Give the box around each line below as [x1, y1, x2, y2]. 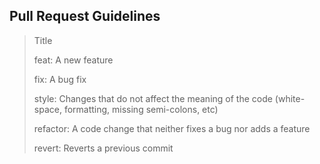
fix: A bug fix [33, 73, 87, 85]
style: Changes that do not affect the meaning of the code [33, 92, 273, 104]
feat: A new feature [33, 54, 114, 66]
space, [33, 103, 62, 115]
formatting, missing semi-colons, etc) [63, 103, 219, 115]
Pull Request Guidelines [9, 8, 161, 25]
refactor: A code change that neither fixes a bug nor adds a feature [33, 122, 311, 134]
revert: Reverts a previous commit [33, 142, 174, 154]
